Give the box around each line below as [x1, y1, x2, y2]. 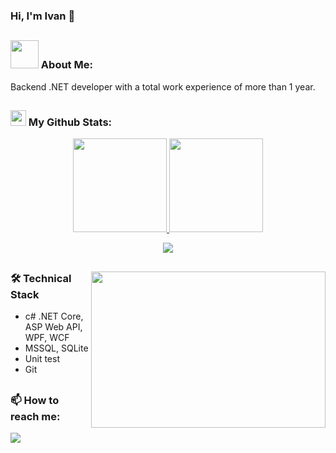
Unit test [24, 353, 60, 365]
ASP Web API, [24, 321, 83, 333]
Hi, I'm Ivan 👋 [10, 9, 76, 23]
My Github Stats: [28, 115, 113, 129]
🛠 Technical [10, 271, 72, 285]
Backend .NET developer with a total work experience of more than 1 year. [10, 80, 316, 93]
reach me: [10, 409, 61, 423]
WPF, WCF [24, 332, 70, 344]
